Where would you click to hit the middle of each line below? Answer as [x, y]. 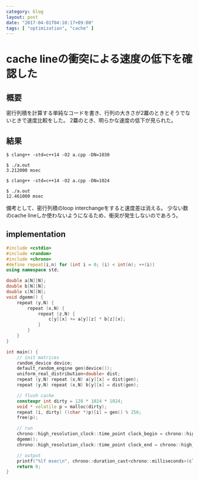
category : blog [25, 12]
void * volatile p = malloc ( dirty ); [62, 407]
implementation [36, 234]
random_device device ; [45, 363]
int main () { [22, 352]
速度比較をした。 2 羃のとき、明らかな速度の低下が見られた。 [101, 120]
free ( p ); [28, 418]
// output [29, 455]
